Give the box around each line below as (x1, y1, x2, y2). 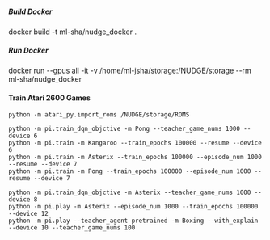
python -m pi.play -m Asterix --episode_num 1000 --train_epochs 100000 (8, 203, 259, 211)
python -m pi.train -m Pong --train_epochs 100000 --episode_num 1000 (8, 167, 251, 175)
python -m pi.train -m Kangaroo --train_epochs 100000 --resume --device (8, 139, 263, 147)
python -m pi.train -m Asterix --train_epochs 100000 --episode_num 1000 (8, 154, 263, 162)
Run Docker (8, 45, 49, 55)
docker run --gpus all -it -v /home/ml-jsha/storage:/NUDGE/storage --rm (8, 65, 252, 75)
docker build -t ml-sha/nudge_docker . (8, 27, 137, 36)
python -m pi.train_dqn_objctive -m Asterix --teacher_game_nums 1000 (8, 188, 251, 197)
